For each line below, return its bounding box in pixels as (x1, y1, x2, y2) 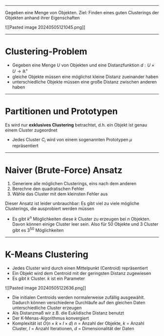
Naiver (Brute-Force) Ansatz (5, 165, 123, 176)
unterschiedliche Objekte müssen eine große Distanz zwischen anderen (12, 79, 157, 84)
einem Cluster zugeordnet (5, 127, 58, 133)
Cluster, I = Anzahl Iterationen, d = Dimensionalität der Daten (12, 325, 134, 331)
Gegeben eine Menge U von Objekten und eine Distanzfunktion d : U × (12, 62, 155, 68)
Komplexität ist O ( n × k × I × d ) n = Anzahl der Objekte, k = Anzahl (12, 320, 145, 326)
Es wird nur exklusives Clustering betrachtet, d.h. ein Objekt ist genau (5, 122, 147, 127)
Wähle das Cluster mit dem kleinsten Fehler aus (12, 191, 108, 197)
